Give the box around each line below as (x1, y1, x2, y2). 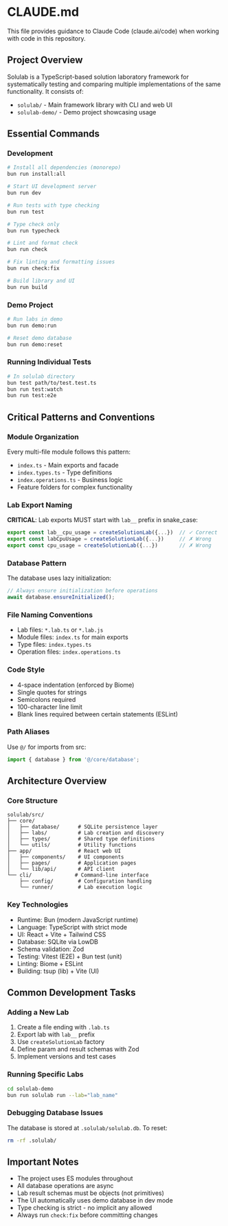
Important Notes (7, 1156, 79, 1167)
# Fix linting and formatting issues (7, 259, 115, 265)
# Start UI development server (7, 183, 97, 190)
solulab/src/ (7, 812, 45, 818)
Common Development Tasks (7, 987, 136, 998)
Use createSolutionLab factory (16, 1038, 105, 1046)
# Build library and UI (7, 277, 76, 284)
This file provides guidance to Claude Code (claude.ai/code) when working (7, 27, 220, 35)
